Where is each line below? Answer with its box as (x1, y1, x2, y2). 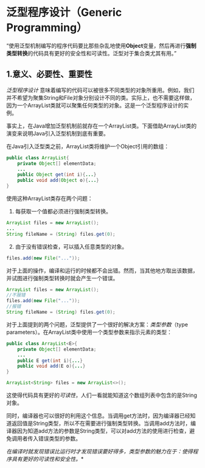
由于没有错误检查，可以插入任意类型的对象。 (15, 243, 128, 250)
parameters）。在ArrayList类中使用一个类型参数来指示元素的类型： (6, 328, 172, 336)
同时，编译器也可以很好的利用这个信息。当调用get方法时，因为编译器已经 (6, 412, 190, 419)
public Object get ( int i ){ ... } (17, 171, 97, 178)
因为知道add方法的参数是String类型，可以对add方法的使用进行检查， (16, 427, 190, 435)
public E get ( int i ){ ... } (17, 357, 83, 363)
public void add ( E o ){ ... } (17, 363, 86, 370)
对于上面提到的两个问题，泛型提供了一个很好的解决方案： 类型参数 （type (6, 320, 189, 328)
